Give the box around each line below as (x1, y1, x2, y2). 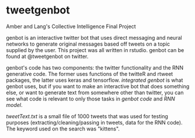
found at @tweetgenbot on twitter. (6, 53, 89, 60)
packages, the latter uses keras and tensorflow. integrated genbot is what (6, 77, 183, 84)
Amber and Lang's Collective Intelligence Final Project (6, 23, 136, 30)
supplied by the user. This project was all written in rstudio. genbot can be (6, 46, 184, 53)
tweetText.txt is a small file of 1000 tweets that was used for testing (6, 112, 168, 120)
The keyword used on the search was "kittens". (6, 125, 120, 132)
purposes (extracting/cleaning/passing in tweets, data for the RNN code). (6, 119, 183, 126)
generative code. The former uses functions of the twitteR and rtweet (6, 70, 173, 77)
